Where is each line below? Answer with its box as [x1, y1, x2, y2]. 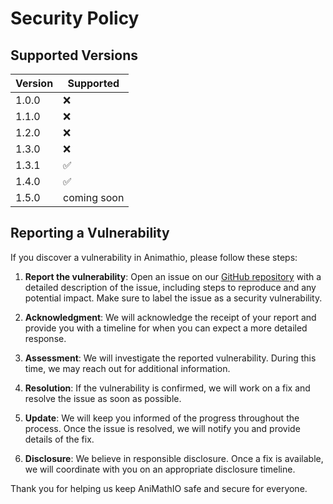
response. [24, 332, 67, 344]
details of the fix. [24, 433, 95, 445]
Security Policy [10, 7, 140, 30]
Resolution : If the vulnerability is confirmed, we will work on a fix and [24, 382, 311, 394]
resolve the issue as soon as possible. [24, 392, 182, 404]
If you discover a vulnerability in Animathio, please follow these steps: [10, 251, 298, 263]
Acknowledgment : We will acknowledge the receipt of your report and [24, 311, 317, 323]
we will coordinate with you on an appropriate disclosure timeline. [24, 463, 296, 475]
